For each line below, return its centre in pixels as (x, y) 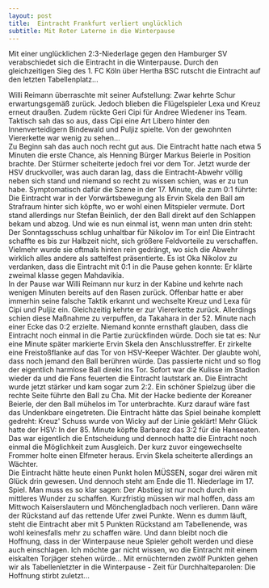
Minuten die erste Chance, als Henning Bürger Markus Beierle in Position (130, 155)
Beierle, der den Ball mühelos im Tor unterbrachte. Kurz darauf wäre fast (129, 404)
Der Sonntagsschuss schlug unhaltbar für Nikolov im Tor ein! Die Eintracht (132, 233)
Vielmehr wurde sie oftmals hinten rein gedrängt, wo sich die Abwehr (123, 250)
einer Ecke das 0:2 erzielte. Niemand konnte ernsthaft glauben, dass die (128, 327)
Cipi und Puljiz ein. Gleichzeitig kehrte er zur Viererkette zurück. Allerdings (132, 310)
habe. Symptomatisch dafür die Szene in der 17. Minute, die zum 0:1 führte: (133, 190)
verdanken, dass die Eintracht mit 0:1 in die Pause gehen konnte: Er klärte (130, 267)
